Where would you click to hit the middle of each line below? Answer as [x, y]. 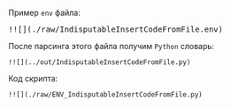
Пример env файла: [44, 13]
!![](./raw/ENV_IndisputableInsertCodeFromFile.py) [105, 95]
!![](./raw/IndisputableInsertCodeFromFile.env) [115, 29]
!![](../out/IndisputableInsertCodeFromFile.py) [100, 62]
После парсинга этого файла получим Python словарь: [111, 46]
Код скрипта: [33, 79]
